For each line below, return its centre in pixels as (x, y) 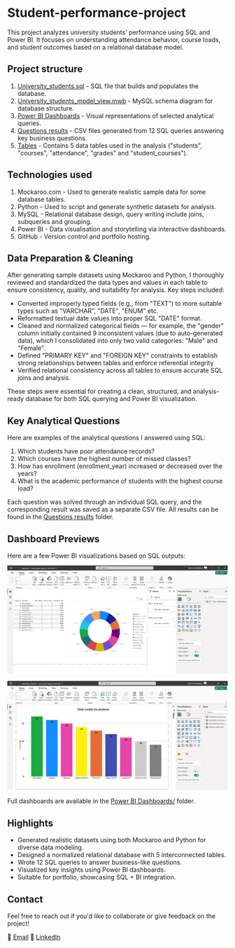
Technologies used (50, 175)
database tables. (41, 199)
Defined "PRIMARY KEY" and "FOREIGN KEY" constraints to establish (117, 355)
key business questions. (52, 138)
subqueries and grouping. (55, 221)
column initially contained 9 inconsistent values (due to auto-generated (120, 333)
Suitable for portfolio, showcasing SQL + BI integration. (97, 877)
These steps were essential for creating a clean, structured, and (99, 391)
